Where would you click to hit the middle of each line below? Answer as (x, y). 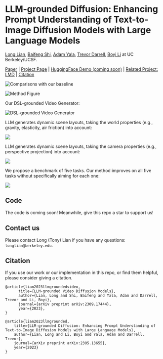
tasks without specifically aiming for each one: (52, 176)
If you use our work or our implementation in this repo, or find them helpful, (82, 272)
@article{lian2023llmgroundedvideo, (43, 287)
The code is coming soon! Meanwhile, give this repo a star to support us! (80, 212)
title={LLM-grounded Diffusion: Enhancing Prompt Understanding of (85, 326)
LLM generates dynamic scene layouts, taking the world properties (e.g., (79, 122)
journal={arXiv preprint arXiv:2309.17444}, (65, 304)
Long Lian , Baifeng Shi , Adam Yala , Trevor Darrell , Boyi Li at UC (69, 54)
